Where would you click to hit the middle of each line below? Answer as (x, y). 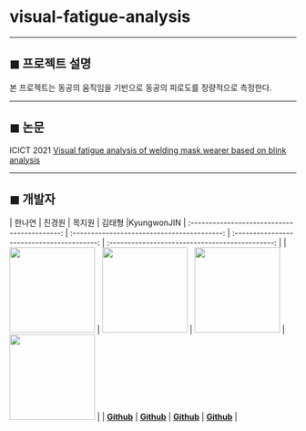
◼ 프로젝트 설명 (51, 64)
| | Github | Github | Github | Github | (168, 417)
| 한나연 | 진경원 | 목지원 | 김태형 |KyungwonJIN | (98, 223)
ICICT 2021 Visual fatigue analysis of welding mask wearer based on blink (148, 150)
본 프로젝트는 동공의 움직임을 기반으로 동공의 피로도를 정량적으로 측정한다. (141, 87)
